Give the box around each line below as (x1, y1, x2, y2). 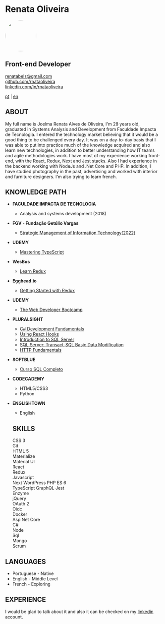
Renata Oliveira (5, 3, 69, 15)
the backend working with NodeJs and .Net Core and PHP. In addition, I (5, 163, 151, 169)
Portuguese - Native (12, 570, 54, 576)
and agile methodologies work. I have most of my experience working (5, 152, 148, 158)
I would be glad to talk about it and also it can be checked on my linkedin (5, 609, 154, 615)
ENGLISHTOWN (12, 400, 46, 406)
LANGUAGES (5, 557, 46, 566)
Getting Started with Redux (19, 288, 75, 294)
